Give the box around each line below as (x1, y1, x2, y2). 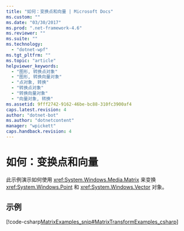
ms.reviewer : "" (6, 30, 46, 36)
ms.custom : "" (6, 14, 41, 20)
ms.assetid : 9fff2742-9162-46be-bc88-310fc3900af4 (6, 101, 132, 107)
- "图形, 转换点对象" (11, 69, 58, 74)
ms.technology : (6, 42, 43, 47)
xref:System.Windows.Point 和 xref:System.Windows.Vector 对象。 (6, 183, 168, 191)
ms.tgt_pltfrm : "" (6, 52, 51, 58)
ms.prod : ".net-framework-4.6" (6, 25, 82, 31)
